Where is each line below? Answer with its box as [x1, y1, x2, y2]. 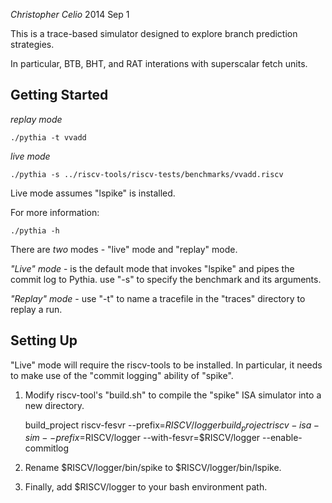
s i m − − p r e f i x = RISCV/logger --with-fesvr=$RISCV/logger [24, 432, 261, 444]
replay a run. [10, 303, 63, 315]
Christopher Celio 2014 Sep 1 [10, 9, 130, 20]
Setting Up [10, 332, 78, 349]
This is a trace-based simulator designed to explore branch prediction [10, 28, 298, 39]
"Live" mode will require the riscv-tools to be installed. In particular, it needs [10, 359, 323, 371]
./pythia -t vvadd [10, 132, 87, 143]
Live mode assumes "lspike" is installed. [10, 187, 176, 199]
